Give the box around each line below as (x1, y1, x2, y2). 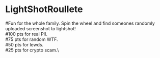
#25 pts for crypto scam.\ (5, 47, 59, 53)
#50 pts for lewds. (5, 41, 44, 47)
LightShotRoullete (5, 4, 83, 15)
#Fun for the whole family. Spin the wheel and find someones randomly (5, 20, 155, 26)
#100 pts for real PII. (5, 31, 47, 37)
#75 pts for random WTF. (5, 36, 58, 42)
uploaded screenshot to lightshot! (5, 25, 76, 31)
